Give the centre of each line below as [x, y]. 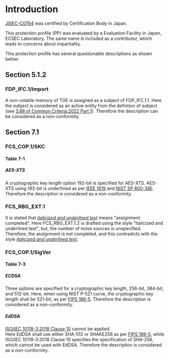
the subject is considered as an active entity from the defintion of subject [81, 106]
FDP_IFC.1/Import [27, 89]
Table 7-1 [15, 159]
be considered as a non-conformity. [43, 116]
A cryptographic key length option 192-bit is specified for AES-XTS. [75, 183]
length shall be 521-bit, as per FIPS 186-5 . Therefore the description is [78, 299]
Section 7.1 [22, 132]
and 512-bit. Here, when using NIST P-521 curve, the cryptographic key [79, 294]
